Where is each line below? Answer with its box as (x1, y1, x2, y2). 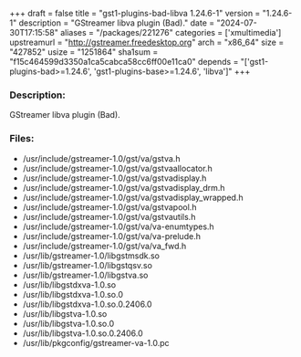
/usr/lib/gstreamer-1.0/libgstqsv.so (22, 259, 153, 270)
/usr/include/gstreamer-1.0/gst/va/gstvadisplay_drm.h (22, 182, 225, 193)
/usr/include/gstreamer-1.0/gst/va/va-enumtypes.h (22, 221, 214, 232)
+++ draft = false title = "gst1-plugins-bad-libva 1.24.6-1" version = (9, 8, 261, 18)
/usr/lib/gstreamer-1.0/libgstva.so (22, 269, 149, 280)
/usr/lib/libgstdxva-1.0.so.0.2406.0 (22, 299, 152, 310)
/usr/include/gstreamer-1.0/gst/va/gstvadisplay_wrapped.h (22, 192, 244, 203)
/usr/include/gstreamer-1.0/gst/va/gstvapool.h (22, 201, 197, 213)
